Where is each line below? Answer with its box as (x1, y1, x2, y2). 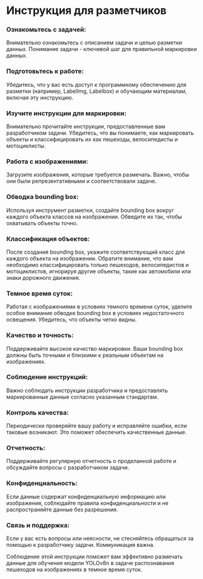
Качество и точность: (6, 331, 74, 340)
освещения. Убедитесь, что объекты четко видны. (6, 316, 137, 323)
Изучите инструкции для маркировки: (6, 109, 127, 117)
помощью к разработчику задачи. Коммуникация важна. (6, 541, 155, 549)
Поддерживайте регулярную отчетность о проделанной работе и (6, 458, 177, 465)
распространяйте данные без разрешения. (6, 506, 118, 513)
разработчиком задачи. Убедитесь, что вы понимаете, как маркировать (6, 129, 194, 137)
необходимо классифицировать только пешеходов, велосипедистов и (6, 261, 189, 268)
